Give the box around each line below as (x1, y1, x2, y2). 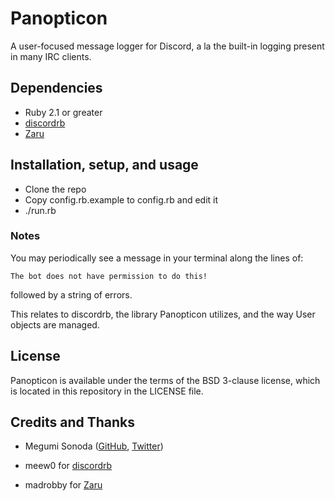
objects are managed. (10, 318, 100, 331)
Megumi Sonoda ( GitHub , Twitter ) (24, 440, 164, 452)
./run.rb (24, 204, 57, 216)
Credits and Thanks (10, 414, 136, 431)
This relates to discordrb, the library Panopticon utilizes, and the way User (10, 308, 316, 320)
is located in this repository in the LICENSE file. (10, 385, 204, 397)
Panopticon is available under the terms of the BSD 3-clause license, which (10, 374, 321, 386)
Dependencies (10, 80, 103, 97)
